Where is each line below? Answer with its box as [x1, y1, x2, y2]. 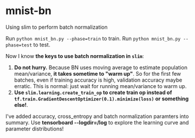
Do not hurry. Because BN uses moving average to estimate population [14, 63, 188, 71]
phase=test [5, 42, 32, 48]
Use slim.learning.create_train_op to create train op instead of [14, 89, 172, 96]
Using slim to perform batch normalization [5, 23, 108, 31]
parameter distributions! [5, 125, 64, 132]
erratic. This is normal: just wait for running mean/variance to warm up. [14, 82, 187, 89]
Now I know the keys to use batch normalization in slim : [5, 52, 144, 59]
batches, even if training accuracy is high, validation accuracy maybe [14, 76, 183, 83]
